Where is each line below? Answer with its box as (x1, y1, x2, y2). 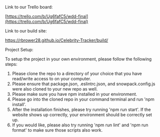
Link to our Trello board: (5, 4, 53, 10)
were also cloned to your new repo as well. (12, 86, 98, 91)
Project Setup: (5, 47, 34, 52)
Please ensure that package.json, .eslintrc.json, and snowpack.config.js (12, 81, 156, 87)
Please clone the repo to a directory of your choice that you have (12, 71, 142, 76)
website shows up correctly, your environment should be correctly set (12, 112, 152, 118)
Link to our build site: (5, 28, 47, 33)
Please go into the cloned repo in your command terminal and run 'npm (12, 96, 155, 102)
